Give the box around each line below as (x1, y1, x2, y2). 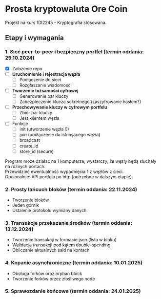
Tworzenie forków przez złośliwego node (12, 276, 95, 281)
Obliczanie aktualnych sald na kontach (12, 247, 90, 253)
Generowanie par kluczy (19, 93, 69, 99)
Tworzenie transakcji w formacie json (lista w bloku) (12, 237, 117, 243)
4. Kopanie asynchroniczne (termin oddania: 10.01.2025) (5, 259, 143, 266)
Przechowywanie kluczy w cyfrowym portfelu (12, 104, 107, 110)
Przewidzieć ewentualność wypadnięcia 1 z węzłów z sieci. (5, 169, 124, 174)
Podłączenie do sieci (19, 77, 61, 83)
